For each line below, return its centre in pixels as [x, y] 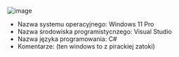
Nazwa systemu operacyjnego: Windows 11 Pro [86, 24]
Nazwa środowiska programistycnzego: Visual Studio [94, 32]
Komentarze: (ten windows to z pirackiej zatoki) [86, 46]
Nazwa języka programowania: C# [67, 39]
